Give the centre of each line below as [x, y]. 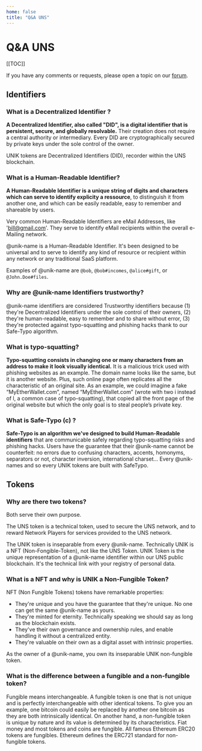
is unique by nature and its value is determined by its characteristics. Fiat [96, 722]
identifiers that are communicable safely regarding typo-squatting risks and [101, 440]
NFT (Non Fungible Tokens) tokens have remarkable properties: [85, 592]
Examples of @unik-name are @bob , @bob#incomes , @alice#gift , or [87, 270]
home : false [21, 12]
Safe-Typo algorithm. [32, 331]
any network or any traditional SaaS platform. [62, 259]
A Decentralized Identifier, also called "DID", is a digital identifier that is [97, 125]
